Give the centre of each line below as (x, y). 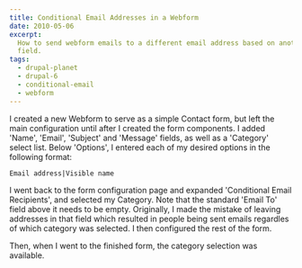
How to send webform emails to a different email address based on (147, 43)
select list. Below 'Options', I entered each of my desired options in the (140, 147)
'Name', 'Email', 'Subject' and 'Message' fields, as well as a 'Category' (139, 138)
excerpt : (26, 34)
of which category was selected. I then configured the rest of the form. (141, 228)
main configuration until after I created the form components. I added (138, 128)
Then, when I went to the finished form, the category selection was (133, 246)
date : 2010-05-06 (42, 26)
